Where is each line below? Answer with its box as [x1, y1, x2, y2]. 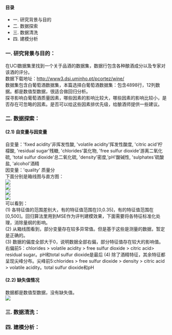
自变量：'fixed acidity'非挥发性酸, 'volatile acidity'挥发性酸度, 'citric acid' [5, 141, 158, 147]
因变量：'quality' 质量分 [5, 167, 55, 173]
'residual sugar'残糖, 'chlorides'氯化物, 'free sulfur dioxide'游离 [16, 147, 149, 153]
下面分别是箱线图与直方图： [5, 173, 64, 179]
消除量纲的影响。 [14, 219, 50, 225]
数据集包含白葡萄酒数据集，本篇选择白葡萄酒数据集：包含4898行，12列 [5, 82, 156, 88]
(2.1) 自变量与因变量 [5, 129, 48, 135]
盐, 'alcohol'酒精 [5, 160, 40, 166]
